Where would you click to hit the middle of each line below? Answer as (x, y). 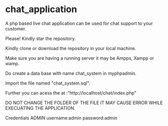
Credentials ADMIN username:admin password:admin (61, 118)
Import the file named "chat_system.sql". (48, 83)
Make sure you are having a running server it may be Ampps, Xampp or (80, 58)
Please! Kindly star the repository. (41, 38)
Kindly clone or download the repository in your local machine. (71, 48)
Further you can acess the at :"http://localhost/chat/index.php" (71, 93)
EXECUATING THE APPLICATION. (40, 108)
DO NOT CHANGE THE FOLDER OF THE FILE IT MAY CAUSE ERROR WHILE (84, 103)
